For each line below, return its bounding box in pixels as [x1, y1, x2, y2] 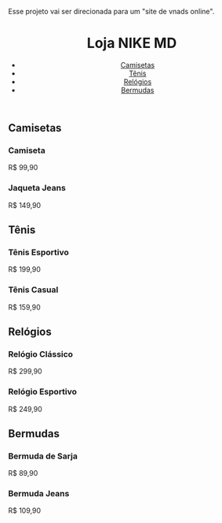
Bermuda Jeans [8, 488, 70, 499]
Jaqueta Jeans [8, 183, 67, 194]
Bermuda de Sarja [8, 451, 78, 462]
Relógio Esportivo [8, 386, 77, 397]
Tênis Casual [8, 284, 59, 295]
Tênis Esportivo [8, 247, 69, 258]
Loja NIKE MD [86, 35, 177, 52]
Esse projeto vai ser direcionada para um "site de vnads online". [8, 7, 215, 16]
